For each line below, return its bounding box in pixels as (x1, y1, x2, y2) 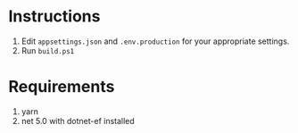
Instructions (8, 6, 101, 27)
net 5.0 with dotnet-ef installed (21, 115, 135, 126)
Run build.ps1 (21, 45, 75, 55)
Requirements (8, 77, 115, 97)
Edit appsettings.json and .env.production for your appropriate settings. (21, 36, 290, 46)
